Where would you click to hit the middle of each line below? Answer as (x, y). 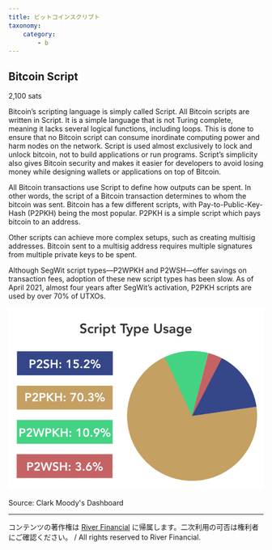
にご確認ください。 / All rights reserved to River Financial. (104, 537)
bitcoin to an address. (45, 222)
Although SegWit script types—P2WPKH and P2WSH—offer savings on (127, 270)
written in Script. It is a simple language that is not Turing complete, (121, 121)
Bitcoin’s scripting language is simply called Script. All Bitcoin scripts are (129, 112)
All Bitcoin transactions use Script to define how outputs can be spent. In (130, 188)
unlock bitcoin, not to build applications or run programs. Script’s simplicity (133, 154)
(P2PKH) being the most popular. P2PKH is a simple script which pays (144, 214)
